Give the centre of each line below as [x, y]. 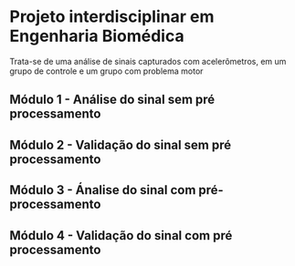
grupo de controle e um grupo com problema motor [106, 71]
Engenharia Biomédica [97, 36]
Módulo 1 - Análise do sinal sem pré [112, 100]
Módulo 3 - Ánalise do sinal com [103, 190]
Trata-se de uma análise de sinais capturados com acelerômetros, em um [148, 61]
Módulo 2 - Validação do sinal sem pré [121, 144]
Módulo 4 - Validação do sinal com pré [121, 235]
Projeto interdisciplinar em [112, 17]
